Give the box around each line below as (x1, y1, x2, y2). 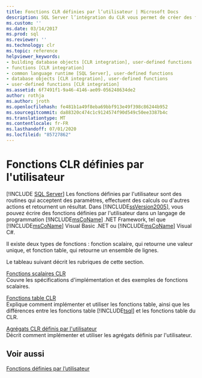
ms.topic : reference (6, 48, 58, 54)
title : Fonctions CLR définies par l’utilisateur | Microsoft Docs (6, 8, 179, 15)
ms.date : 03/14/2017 (6, 25, 58, 32)
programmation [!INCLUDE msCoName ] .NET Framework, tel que (6, 216, 167, 223)
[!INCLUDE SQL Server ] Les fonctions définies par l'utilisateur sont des (6, 190, 182, 197)
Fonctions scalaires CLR (6, 270, 66, 277)
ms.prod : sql (6, 31, 39, 37)
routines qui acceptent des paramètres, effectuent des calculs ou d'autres (6, 197, 190, 204)
